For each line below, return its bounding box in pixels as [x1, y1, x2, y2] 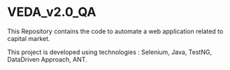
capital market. [7, 34, 50, 42]
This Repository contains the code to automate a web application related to [7, 27, 224, 35]
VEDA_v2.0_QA [7, 4, 96, 20]
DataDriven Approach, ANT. [7, 55, 87, 63]
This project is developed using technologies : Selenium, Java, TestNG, [7, 48, 212, 56]
